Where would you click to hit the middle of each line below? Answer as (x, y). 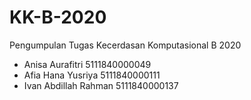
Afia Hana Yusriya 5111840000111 (92, 75)
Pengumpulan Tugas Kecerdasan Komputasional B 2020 (125, 45)
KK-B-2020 (58, 17)
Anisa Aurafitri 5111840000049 (87, 64)
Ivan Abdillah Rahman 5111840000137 (101, 85)
